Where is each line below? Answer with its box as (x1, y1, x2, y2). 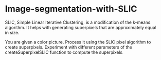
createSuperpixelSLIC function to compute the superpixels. (5, 49, 124, 55)
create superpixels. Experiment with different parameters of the (5, 44, 132, 50)
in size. (5, 30, 19, 35)
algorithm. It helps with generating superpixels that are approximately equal (5, 24, 157, 30)
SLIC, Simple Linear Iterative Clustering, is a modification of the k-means (5, 19, 151, 25)
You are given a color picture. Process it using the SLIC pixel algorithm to (5, 39, 151, 45)
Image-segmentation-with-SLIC (5, 3, 138, 15)
